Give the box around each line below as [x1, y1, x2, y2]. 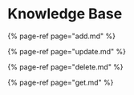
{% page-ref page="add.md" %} [7, 31, 116, 41]
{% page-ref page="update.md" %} [7, 46, 126, 56]
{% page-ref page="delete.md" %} [7, 61, 124, 72]
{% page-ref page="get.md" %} [7, 77, 114, 87]
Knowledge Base [7, 5, 123, 23]
